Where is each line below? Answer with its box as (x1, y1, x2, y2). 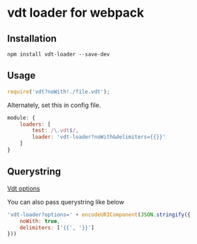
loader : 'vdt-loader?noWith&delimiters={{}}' (32, 133, 166, 140)
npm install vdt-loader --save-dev (7, 51, 110, 58)
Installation (7, 33, 57, 44)
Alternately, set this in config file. (7, 101, 101, 109)
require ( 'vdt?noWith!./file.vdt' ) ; (7, 88, 110, 95)
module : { (7, 114, 36, 121)
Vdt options (7, 184, 40, 193)
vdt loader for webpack (7, 5, 144, 21)
